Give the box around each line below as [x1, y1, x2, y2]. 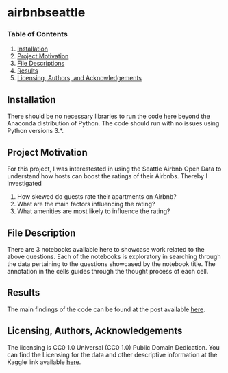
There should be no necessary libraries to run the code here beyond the [7, 112, 210, 121]
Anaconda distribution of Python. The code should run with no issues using [7, 119, 220, 128]
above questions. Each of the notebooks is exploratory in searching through [7, 252, 221, 261]
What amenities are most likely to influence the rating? [16, 207, 170, 215]
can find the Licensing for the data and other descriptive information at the [7, 350, 218, 359]
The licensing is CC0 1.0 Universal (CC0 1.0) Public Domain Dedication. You [7, 343, 220, 351]
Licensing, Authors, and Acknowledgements [16, 74, 142, 82]
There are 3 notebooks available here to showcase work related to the [7, 245, 205, 253]
